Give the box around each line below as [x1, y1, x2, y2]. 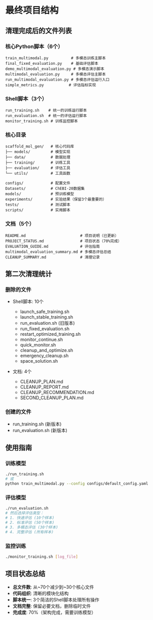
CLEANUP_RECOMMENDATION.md [20, 390, 95, 396]
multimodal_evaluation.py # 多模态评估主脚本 [5, 71, 106, 76]
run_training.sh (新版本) [12, 421, 62, 427]
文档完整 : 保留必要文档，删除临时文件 [12, 603, 91, 609]
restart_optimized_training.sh [20, 331, 81, 337]
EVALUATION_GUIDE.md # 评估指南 [5, 244, 100, 249]
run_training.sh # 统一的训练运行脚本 [5, 108, 87, 113]
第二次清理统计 [5, 269, 52, 279]
